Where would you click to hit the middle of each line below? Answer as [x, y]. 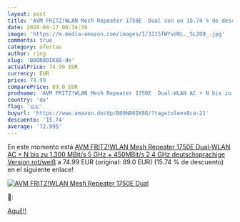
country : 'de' [29, 100]
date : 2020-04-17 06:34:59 [47, 27]
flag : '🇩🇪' [25, 107]
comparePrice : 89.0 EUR [43, 87]
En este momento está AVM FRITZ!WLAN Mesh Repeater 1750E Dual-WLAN [119, 147]
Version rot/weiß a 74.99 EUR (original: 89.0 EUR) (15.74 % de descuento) [116, 162]
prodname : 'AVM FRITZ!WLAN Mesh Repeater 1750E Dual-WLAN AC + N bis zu [120, 93]
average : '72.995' [35, 126]
